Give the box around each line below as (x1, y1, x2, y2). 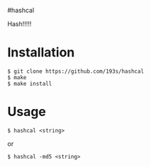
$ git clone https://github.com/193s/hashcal (7, 67, 144, 75)
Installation (7, 45, 75, 61)
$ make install (7, 80, 52, 87)
